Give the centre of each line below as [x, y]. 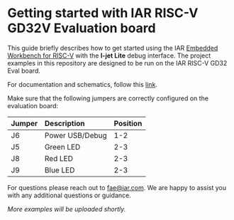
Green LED [63, 147]
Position [128, 123]
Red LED [59, 158]
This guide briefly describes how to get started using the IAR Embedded [113, 48]
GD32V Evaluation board [82, 28]
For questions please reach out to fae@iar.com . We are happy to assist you [117, 187]
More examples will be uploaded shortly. [67, 209]
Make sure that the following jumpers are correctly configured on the [108, 98]
